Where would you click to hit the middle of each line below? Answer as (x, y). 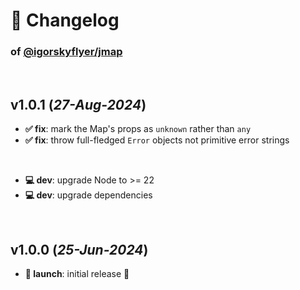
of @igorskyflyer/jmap (66, 52)
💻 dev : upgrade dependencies (88, 195)
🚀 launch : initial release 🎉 (77, 274)
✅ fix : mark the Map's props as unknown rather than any (138, 129)
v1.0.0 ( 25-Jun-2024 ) (79, 249)
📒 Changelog (65, 20)
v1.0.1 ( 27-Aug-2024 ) (78, 104)
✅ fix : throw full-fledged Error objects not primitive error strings (157, 140)
